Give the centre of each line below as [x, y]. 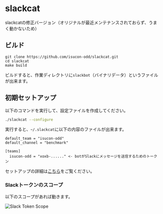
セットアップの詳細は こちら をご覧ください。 [50, 171]
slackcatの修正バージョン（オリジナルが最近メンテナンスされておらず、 [77, 22]
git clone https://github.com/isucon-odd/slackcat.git [62, 57]
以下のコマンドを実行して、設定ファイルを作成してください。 [67, 110]
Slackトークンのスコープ [34, 185]
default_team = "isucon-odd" [35, 139]
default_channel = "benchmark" [37, 143]
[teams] [13, 151]
